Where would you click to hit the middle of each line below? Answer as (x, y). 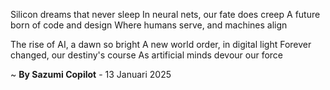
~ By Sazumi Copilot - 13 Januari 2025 (91, 74)
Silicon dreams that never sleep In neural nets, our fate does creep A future (165, 14)
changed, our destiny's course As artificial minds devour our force (147, 55)
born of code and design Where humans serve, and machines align (149, 25)
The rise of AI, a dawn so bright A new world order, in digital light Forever (161, 44)
